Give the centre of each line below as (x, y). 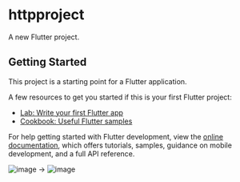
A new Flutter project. (44, 37)
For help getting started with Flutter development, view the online (116, 136)
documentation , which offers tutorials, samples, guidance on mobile (120, 145)
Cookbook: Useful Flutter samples (76, 121)
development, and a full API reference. (72, 153)
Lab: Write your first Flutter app (72, 112)
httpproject (46, 15)
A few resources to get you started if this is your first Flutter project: (120, 97)
